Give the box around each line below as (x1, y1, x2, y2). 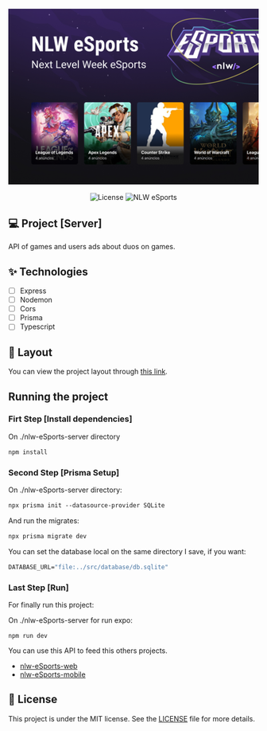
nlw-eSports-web (19, 661, 78, 670)
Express (19, 286, 47, 295)
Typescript (19, 322, 56, 331)
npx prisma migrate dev (8, 532, 87, 540)
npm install (8, 448, 48, 456)
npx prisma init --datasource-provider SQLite (8, 502, 165, 510)
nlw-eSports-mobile (19, 670, 86, 679)
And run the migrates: (8, 515, 79, 526)
